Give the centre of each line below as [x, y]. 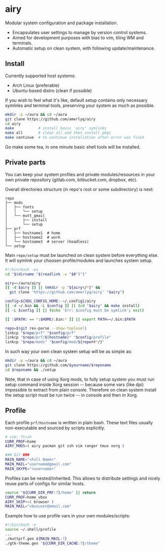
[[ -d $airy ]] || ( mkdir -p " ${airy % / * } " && [53, 288]
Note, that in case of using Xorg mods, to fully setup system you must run [80, 379]
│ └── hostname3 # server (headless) [47, 242]
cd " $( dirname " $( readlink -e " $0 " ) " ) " [46, 274]
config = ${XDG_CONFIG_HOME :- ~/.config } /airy [50, 301]
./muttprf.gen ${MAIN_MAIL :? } [36, 539]
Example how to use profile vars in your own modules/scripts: [68, 516]
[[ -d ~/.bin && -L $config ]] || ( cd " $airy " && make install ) [72, 306]
